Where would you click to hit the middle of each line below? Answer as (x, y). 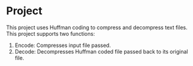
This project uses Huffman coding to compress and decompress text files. (97, 27)
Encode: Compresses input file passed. (63, 45)
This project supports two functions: (50, 33)
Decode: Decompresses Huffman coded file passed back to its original (101, 51)
